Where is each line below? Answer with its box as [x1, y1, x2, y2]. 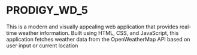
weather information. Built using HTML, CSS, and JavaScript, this [18, 29, 179, 36]
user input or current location [6, 42, 78, 49]
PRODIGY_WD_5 [6, 4, 88, 17]
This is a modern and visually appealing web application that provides [6, 23, 178, 30]
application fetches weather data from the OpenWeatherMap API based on [6, 35, 190, 43]
